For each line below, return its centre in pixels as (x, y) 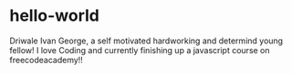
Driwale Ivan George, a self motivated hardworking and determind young (146, 41)
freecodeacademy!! (47, 60)
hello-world (55, 16)
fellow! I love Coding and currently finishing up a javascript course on (140, 50)
